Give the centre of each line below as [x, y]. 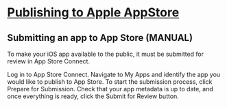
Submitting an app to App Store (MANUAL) [100, 38]
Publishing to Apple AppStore [93, 13]
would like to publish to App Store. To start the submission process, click [110, 82]
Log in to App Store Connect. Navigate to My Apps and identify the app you [114, 74]
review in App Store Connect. [49, 61]
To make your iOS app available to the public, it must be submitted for [106, 54]
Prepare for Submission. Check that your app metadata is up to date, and [110, 89]
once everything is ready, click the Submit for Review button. [93, 96]
